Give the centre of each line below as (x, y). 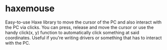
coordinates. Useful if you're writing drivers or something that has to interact (83, 38)
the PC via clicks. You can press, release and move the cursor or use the (80, 27)
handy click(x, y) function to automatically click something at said (72, 32)
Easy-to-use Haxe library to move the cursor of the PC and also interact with (83, 22)
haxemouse (30, 9)
